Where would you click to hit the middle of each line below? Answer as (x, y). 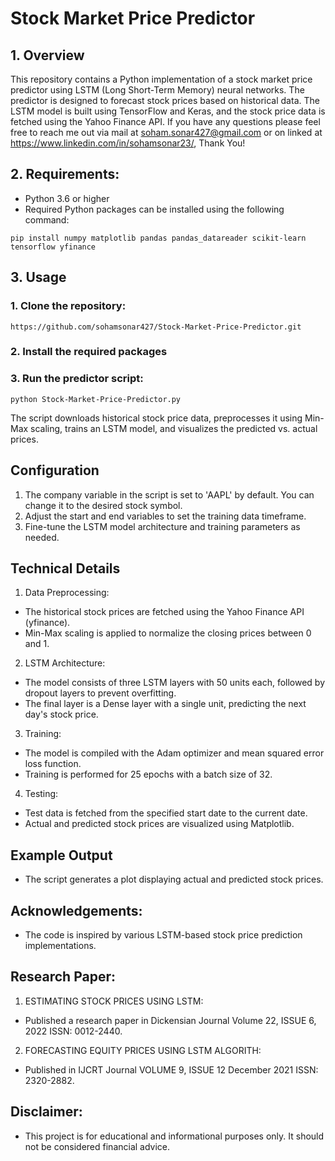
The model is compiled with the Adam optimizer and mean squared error (174, 753)
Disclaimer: (46, 1112)
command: (47, 219)
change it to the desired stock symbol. (103, 505)
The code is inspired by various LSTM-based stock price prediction (163, 934)
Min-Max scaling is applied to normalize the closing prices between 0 (168, 633)
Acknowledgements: (76, 910)
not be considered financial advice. (97, 1146)
